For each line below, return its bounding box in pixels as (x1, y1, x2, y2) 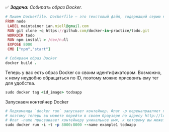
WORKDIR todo (7, 32, 35, 38)
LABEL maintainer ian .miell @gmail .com (7, 23, 89, 28)
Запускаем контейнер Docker (5, 98, 69, 104)
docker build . (5, 60, 37, 65)
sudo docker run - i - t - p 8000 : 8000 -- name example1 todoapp (5, 122, 136, 127)
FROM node (5, 18, 26, 24)
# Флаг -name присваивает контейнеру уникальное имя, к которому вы (5, 117, 152, 123)
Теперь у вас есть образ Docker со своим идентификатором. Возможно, (5, 69, 162, 75)
